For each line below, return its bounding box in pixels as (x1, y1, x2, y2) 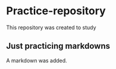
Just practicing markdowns (6, 41, 111, 51)
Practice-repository (6, 4, 106, 18)
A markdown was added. (6, 57, 67, 64)
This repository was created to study (6, 24, 96, 31)
